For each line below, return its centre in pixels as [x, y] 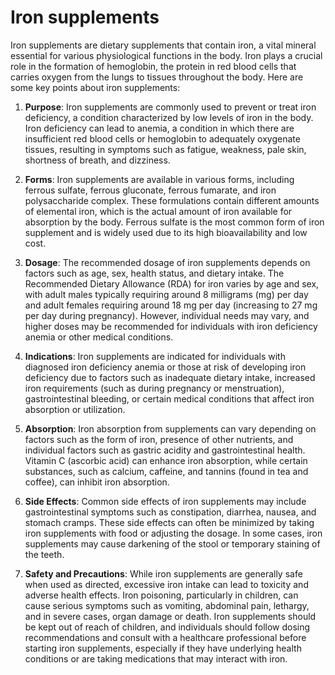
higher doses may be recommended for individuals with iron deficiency [171, 326]
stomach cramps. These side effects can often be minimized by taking [169, 522]
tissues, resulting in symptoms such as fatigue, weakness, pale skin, [165, 149]
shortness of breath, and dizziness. [97, 160]
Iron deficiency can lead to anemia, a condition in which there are [159, 128]
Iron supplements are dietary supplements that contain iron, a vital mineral [163, 45]
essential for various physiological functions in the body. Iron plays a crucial [166, 55]
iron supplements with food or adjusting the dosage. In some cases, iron [173, 533]
